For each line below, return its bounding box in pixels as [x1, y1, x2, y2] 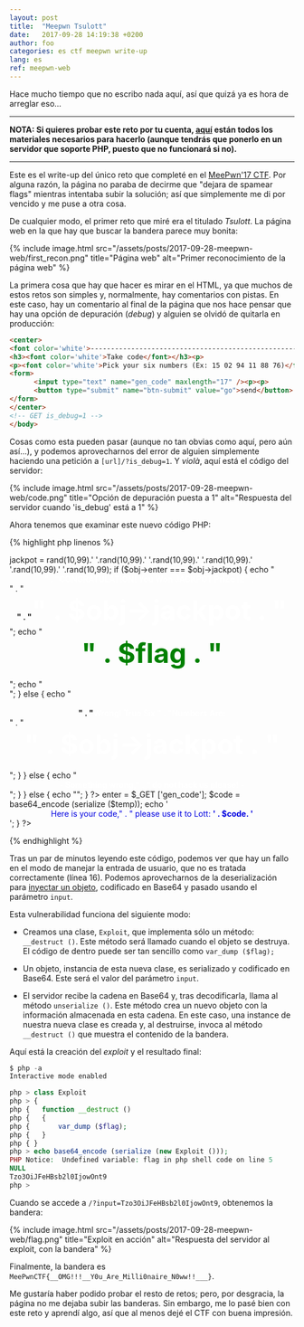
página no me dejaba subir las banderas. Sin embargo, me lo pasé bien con [9, 1297, 291, 1308]
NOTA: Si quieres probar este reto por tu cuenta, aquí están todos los [9, 124, 273, 135]
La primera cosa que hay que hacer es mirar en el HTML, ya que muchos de [9, 280, 293, 290]
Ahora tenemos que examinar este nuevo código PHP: [9, 519, 211, 530]
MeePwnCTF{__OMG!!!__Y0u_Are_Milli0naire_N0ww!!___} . [9, 1270, 214, 1281]
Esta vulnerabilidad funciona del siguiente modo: [9, 908, 192, 919]
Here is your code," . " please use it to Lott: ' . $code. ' [51, 808, 253, 819]
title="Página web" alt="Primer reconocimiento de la [90, 252, 286, 263]
